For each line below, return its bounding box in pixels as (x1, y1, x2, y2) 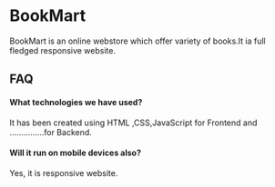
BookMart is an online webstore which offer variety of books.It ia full (9, 35, 266, 46)
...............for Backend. (9, 126, 93, 137)
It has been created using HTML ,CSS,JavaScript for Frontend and (9, 117, 258, 128)
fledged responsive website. (9, 44, 117, 55)
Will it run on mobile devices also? (9, 147, 141, 159)
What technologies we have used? (9, 96, 143, 107)
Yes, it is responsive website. (9, 167, 118, 178)
